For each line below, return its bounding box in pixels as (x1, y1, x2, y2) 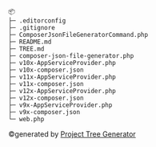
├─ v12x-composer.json (8, 94, 84, 102)
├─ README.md (8, 38, 52, 46)
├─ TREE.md (8, 45, 45, 53)
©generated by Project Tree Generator (8, 129, 136, 139)
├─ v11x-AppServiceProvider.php (8, 73, 116, 81)
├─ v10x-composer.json (8, 66, 84, 74)
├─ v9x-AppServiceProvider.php (8, 101, 113, 109)
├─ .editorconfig (8, 17, 66, 25)
